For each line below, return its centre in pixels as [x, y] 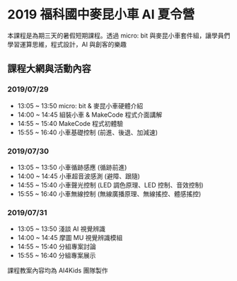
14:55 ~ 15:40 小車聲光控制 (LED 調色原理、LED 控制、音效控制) [110, 185]
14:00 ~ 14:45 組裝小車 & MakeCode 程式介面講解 [90, 115]
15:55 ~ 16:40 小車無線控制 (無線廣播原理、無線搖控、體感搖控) [109, 194]
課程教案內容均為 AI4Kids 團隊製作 [58, 270]
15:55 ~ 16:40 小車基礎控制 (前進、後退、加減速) [87, 132]
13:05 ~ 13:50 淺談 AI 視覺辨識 [62, 229]
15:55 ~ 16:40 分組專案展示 [57, 256]
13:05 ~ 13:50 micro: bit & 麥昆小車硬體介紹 [80, 105]
